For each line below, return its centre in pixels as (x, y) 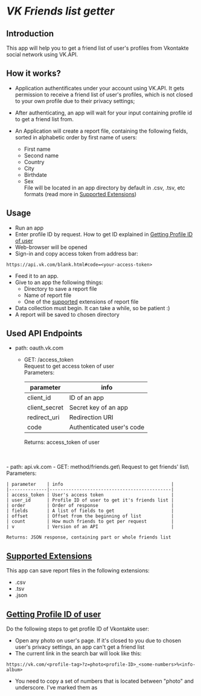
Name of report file (48, 295)
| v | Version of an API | (90, 527)
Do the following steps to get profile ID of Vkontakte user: (78, 629)
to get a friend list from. (44, 119)
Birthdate (35, 174)
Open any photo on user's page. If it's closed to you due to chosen (98, 641)
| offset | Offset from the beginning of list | (90, 516)
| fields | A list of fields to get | (90, 511)
